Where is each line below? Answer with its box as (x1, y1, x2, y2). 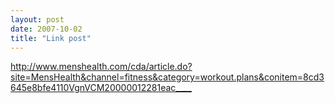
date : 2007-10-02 (10, 24, 83, 34)
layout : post (10, 14, 65, 25)
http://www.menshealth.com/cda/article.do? (10, 61, 193, 73)
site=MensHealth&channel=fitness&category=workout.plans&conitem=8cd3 (10, 71, 325, 83)
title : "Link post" (10, 33, 92, 43)
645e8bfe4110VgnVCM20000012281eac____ (10, 82, 192, 94)
